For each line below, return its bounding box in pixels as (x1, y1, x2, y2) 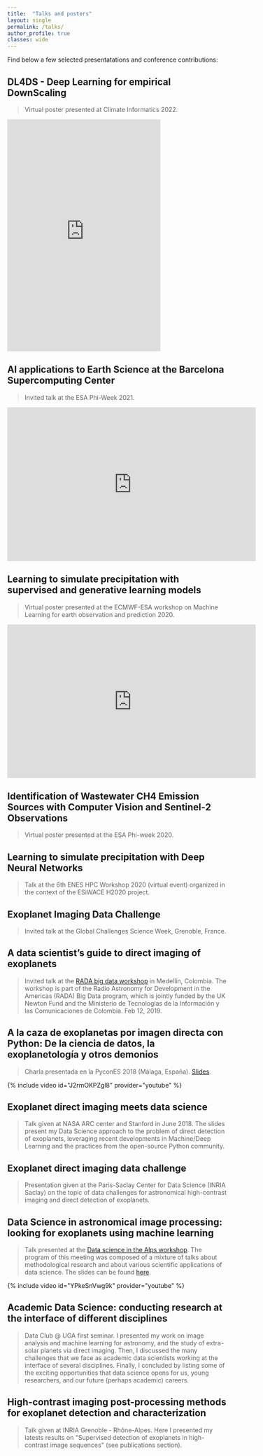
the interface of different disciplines (7, 1312, 168, 1324)
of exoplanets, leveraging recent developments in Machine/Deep (24, 1135, 211, 1143)
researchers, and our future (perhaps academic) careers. (24, 1375, 190, 1384)
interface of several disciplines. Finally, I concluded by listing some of (24, 1361, 225, 1369)
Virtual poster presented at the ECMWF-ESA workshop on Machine (24, 603, 218, 611)
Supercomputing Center (7, 375, 115, 387)
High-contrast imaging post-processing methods (7, 1396, 227, 1408)
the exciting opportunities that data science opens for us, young (24, 1368, 209, 1377)
